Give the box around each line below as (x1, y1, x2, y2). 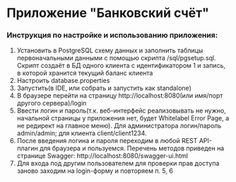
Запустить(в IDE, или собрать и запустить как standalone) (16, 84, 192, 93)
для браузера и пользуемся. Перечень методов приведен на (39, 144, 225, 153)
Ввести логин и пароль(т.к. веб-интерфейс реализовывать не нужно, (16, 106, 227, 115)
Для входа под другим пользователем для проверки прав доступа (16, 159, 220, 168)
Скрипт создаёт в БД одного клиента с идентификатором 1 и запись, (16, 62, 225, 70)
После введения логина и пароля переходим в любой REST (16, 137, 198, 145)
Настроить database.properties (16, 76, 110, 85)
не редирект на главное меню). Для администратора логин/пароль (16, 122, 222, 130)
